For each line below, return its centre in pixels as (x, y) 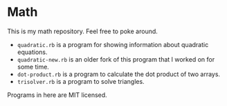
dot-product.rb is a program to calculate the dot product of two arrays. (118, 74)
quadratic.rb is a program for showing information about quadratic (113, 44)
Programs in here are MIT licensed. (57, 95)
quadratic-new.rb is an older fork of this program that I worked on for (116, 59)
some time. (33, 67)
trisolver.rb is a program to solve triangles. (81, 81)
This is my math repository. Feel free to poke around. (82, 31)
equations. (32, 52)
